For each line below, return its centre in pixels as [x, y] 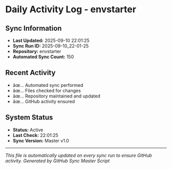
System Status [29, 118]
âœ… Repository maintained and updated [57, 96]
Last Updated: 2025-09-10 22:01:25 [51, 40]
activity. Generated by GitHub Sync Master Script [58, 161]
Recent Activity [30, 73]
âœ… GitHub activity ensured [44, 101]
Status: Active [28, 130]
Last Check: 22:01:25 [36, 135]
